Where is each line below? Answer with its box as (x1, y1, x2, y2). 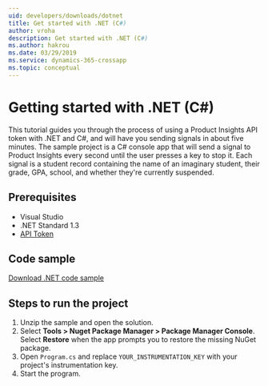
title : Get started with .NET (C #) (8, 19, 127, 27)
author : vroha (8, 26, 56, 34)
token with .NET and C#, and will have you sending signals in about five (8, 133, 244, 143)
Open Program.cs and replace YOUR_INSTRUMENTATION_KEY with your (19, 352, 238, 361)
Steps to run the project (8, 296, 129, 310)
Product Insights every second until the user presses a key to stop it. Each (8, 150, 253, 160)
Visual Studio (19, 211, 64, 221)
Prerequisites (8, 191, 77, 204)
